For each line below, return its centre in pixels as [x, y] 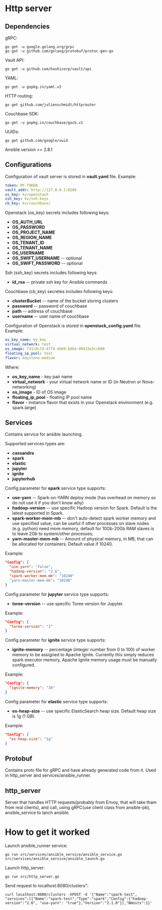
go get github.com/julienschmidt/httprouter [51, 105]
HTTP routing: [19, 96]
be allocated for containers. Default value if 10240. [62, 544]
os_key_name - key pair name [42, 376]
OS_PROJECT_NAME [34, 232]
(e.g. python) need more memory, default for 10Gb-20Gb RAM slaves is [83, 529]
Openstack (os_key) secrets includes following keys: [57, 213]
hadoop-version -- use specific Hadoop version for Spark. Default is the [84, 508]
